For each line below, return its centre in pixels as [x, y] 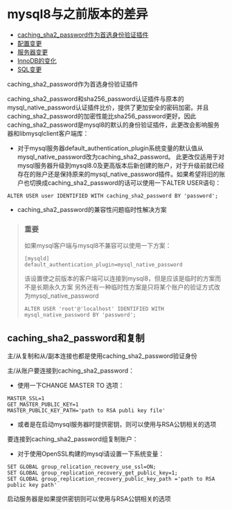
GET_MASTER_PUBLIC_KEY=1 [43, 405]
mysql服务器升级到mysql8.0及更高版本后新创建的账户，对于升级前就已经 [121, 165]
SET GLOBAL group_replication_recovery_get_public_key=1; [92, 473]
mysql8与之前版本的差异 [78, 14]
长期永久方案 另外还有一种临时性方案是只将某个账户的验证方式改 [128, 287]
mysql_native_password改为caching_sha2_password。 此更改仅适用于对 [121, 157]
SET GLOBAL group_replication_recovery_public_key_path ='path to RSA [111, 479]
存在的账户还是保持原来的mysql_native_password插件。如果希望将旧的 [118, 174]
